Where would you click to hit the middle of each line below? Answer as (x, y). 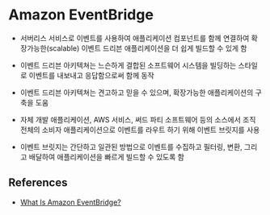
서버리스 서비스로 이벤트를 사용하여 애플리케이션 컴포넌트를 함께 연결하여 (135, 38)
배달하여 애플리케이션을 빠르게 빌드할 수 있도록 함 (106, 157)
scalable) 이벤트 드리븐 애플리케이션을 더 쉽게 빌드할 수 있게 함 (148, 48)
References (38, 183)
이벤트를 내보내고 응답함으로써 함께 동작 (92, 75)
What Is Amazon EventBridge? (70, 202)
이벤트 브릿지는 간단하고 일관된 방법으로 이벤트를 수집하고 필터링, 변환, (131, 147)
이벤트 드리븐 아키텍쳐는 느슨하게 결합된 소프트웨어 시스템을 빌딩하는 (128, 65)
